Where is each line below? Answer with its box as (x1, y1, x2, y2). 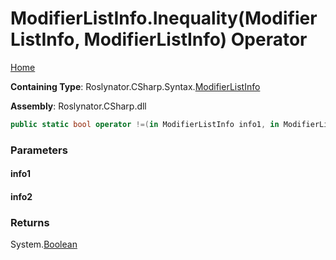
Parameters (10, 143, 68, 157)
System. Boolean (10, 238, 78, 251)
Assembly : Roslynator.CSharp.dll (10, 100, 147, 112)
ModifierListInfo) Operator (83, 28, 308, 51)
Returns (10, 215, 50, 229)
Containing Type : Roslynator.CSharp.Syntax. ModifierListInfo (10, 80, 261, 92)
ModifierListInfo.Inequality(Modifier (10, 7, 318, 30)
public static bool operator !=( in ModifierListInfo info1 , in (10, 119, 280, 129)
